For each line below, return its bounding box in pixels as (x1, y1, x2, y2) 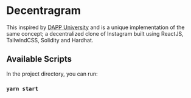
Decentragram (6, 4, 81, 18)
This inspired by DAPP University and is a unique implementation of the (6, 24, 185, 31)
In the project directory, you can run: (6, 70, 98, 77)
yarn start (6, 85, 38, 92)
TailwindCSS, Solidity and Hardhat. (6, 36, 94, 44)
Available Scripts (6, 54, 72, 64)
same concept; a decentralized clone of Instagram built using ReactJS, (6, 30, 184, 37)
